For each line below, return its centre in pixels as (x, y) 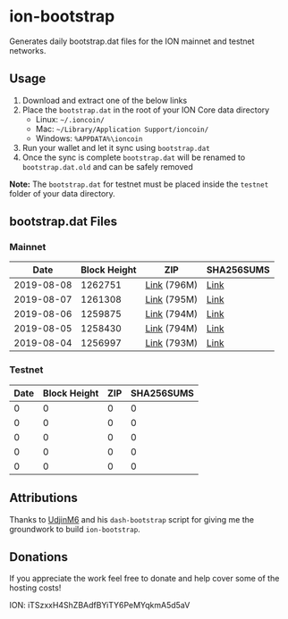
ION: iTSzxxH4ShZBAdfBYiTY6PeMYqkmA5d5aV (100, 606)
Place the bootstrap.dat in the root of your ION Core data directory (146, 110)
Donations (39, 557)
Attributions (44, 498)
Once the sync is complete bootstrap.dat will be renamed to (134, 157)
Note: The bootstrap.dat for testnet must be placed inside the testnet (139, 184)
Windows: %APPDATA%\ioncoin (89, 138)
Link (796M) (172, 285)
